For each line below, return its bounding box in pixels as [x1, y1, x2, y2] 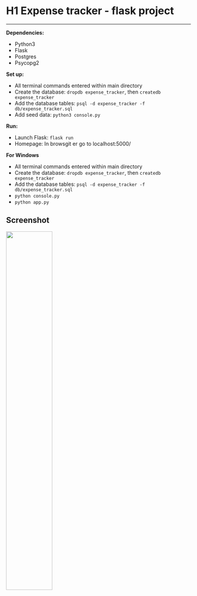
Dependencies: [6, 29, 45, 36]
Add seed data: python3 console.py [14, 111, 101, 118]
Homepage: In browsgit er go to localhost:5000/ [14, 140, 131, 147]
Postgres [14, 53, 37, 60]
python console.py [14, 193, 60, 199]
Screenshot [6, 215, 50, 225]
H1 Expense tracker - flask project [6, 4, 174, 18]
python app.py [14, 199, 49, 205]
